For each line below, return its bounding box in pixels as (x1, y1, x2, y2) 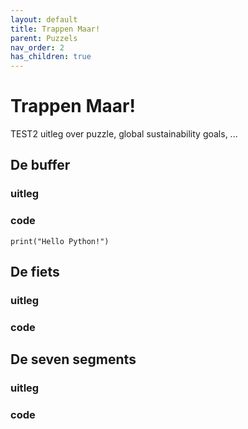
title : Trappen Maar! (10, 24, 101, 34)
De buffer (10, 157, 71, 174)
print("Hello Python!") (10, 236, 110, 246)
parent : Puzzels (10, 33, 78, 43)
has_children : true (10, 52, 92, 62)
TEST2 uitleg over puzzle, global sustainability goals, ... (10, 128, 238, 140)
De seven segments (10, 351, 137, 368)
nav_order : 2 (10, 42, 65, 53)
